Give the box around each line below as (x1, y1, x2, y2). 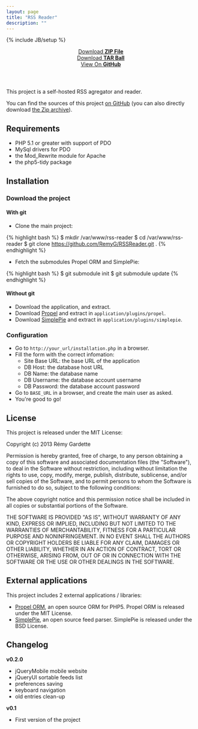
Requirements (6, 124, 60, 134)
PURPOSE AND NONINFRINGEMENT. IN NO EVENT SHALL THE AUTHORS (6, 533, 191, 540)
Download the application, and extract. (14, 303, 111, 310)
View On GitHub (80, 61, 121, 68)
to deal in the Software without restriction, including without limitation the (6, 465, 187, 472)
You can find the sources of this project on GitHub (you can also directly (6, 100, 185, 107)
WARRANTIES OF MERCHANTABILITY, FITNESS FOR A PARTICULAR (6, 526, 176, 534)
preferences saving (14, 680, 63, 687)
